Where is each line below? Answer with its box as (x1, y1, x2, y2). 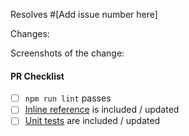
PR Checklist (10, 70, 65, 82)
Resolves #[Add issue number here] (10, 9, 158, 20)
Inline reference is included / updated (24, 104, 180, 116)
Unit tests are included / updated (24, 115, 161, 127)
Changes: (10, 28, 50, 39)
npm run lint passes (24, 92, 112, 104)
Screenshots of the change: (10, 47, 125, 59)
